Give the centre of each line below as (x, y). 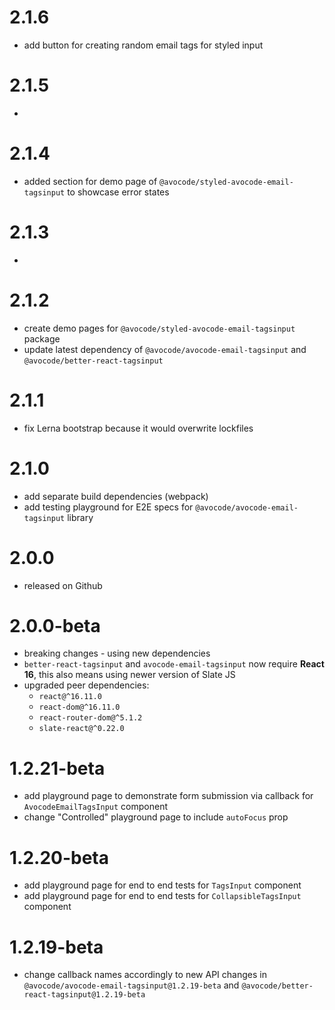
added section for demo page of (90, 181)
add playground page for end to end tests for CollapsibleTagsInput (162, 896)
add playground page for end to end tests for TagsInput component (162, 885)
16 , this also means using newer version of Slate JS (129, 675)
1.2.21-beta (57, 768)
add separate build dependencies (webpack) (116, 496)
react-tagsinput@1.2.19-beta (84, 995)
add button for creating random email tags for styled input (143, 45)
